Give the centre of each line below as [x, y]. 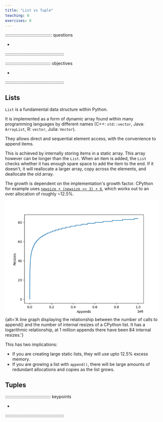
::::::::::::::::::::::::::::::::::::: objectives [39, 63]
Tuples [16, 385]
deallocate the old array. [30, 174]
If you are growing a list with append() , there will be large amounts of [81, 364]
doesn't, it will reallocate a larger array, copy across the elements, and [76, 169]
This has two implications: [31, 344]
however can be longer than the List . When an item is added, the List [76, 159]
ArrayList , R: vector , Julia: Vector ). [41, 129]
